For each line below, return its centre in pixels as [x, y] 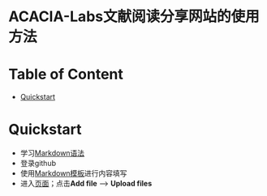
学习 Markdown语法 [52, 153]
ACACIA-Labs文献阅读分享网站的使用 [134, 17]
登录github [38, 164]
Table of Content [66, 75]
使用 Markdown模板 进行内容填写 [73, 173]
